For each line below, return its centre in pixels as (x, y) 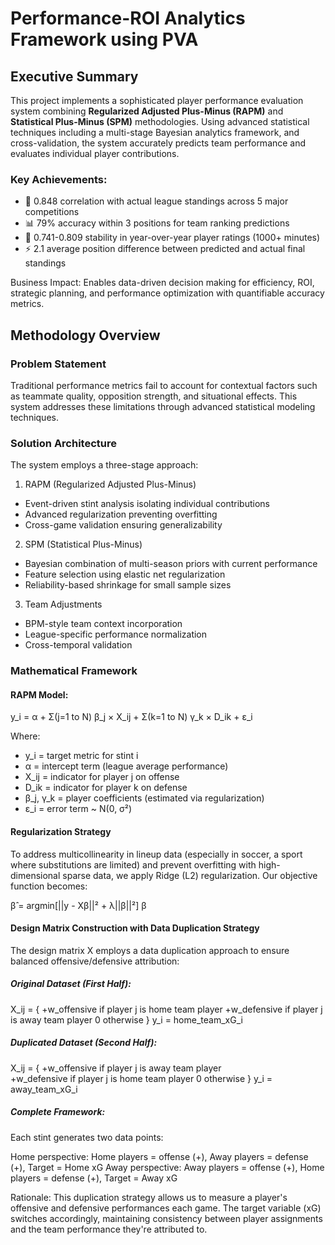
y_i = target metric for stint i (81, 756)
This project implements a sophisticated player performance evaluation (157, 100)
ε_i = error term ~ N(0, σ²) (78, 809)
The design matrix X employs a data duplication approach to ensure (150, 950)
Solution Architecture (63, 443)
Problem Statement (58, 364)
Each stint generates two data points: (87, 1137)
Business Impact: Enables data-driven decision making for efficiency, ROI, (162, 283)
